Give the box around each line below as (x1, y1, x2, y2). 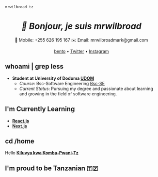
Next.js (12, 123, 28, 129)
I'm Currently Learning (5, 105, 75, 113)
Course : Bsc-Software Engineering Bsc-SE (19, 80, 105, 86)
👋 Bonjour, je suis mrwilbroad (21, 21, 142, 32)
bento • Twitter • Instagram (54, 48, 109, 54)
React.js (12, 118, 30, 124)
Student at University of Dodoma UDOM (12, 75, 95, 81)
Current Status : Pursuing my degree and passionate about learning (19, 86, 154, 91)
